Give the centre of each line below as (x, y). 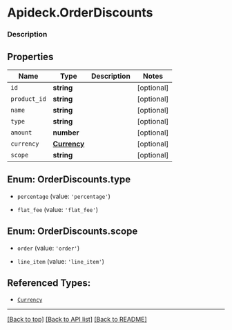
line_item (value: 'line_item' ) (61, 261)
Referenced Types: (49, 283)
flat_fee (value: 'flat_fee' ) (58, 209)
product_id (28, 99)
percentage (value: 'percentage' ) (64, 196)
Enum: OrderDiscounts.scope (72, 232)
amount (21, 132)
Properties (30, 57)
